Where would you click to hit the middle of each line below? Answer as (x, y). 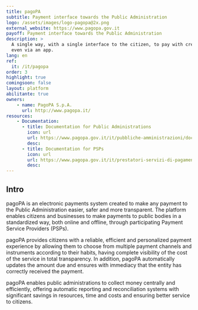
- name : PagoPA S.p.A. (44, 105)
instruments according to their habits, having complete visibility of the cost (97, 252)
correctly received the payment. (45, 271)
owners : (16, 99)
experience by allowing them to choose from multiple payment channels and (99, 246)
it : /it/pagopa (30, 66)
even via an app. (33, 50)
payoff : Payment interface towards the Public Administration (84, 34)
